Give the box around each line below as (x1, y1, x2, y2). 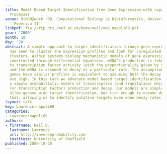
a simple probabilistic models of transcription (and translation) (9, 81, 153, 86)
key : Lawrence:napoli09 (5, 104, 55, 109)
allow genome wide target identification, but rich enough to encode (9, 90, 157, 95)
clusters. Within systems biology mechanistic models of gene (9, 53, 141, 59)
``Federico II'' (9, 21, 43, 26)
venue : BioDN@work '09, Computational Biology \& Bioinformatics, (5, 16, 146, 21)
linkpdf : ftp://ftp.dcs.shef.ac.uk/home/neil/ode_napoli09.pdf (5, 26, 139, 31)
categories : (5, 109, 30, 114)
